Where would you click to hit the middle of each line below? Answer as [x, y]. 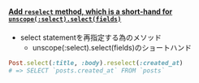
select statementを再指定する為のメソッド [91, 37]
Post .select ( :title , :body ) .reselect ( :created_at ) [96, 63]
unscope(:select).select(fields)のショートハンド [112, 48]
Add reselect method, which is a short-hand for [91, 11]
